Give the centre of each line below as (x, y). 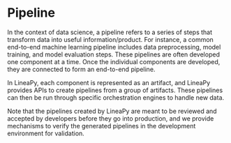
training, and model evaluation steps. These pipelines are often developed (113, 54)
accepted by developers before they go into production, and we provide (111, 118)
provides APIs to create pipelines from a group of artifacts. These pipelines (115, 90)
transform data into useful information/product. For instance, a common (111, 39)
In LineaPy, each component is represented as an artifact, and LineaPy (109, 82)
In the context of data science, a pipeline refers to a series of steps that (110, 32)
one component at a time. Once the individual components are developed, (114, 61)
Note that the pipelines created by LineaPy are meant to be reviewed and (112, 111)
